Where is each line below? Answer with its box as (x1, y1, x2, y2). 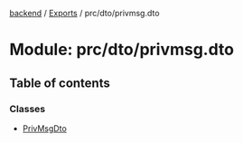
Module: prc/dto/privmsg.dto (9, 40, 235, 60)
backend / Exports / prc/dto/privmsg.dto (9, 8, 160, 18)
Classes (9, 102, 46, 115)
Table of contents (9, 75, 110, 91)
